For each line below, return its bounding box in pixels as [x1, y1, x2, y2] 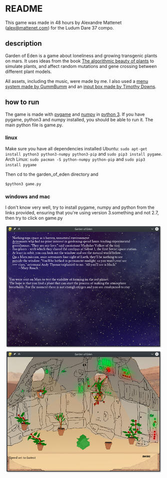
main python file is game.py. [5, 122, 63, 128]
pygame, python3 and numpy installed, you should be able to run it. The [5, 116, 153, 122]
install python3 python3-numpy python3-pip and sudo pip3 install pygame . [5, 151, 162, 157]
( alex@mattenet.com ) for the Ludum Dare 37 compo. [5, 24, 114, 30]
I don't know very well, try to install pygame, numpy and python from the [5, 204, 155, 210]
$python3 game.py [5, 181, 41, 186]
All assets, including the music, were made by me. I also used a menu [5, 78, 148, 84]
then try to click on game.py [5, 215, 63, 221]
